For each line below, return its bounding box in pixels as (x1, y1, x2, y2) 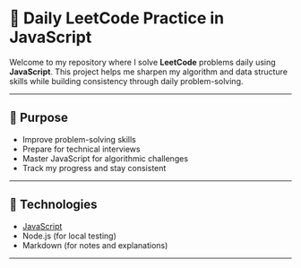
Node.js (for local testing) (21, 230, 116, 241)
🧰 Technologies (9, 197, 98, 212)
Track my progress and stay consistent (21, 162, 167, 173)
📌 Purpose (9, 110, 69, 125)
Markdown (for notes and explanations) (21, 239, 168, 250)
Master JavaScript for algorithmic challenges (21, 152, 189, 164)
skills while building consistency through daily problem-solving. (9, 75, 244, 86)
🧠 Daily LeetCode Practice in (9, 8, 225, 29)
